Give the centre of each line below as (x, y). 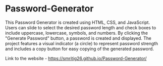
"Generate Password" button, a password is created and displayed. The (78, 38)
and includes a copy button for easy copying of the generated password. (80, 49)
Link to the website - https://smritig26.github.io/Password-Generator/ (76, 58)
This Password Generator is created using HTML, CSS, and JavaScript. (78, 22)
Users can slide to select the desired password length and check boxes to (81, 27)
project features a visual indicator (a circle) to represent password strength (82, 43)
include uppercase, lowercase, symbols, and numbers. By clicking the (77, 33)
